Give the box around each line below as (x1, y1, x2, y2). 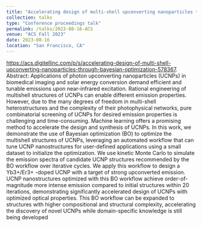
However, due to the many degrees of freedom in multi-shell (6, 97, 156, 105)
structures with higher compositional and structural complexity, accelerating (6, 200, 196, 208)
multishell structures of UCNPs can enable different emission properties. (6, 91, 187, 99)
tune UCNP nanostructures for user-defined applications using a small (6, 143, 181, 150)
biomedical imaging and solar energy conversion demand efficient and (6, 78, 182, 85)
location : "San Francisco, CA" (6, 43, 85, 49)
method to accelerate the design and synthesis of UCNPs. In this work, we (6, 123, 192, 131)
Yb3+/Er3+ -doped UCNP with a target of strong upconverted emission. (6, 168, 185, 176)
